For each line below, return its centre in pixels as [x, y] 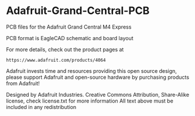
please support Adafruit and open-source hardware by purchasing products [97, 77]
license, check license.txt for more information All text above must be [90, 101]
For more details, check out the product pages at [65, 49]
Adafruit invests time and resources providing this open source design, [92, 71]
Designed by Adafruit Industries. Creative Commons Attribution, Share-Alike [97, 94]
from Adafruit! [23, 83]
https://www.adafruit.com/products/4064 [56, 60]
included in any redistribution [41, 107]
